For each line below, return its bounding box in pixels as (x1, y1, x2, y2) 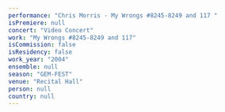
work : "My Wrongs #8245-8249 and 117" (8, 33, 136, 42)
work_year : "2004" (8, 56, 69, 64)
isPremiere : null (8, 19, 66, 27)
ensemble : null (8, 63, 59, 71)
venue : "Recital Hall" (8, 77, 83, 85)
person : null (8, 84, 51, 93)
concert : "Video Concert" (8, 26, 93, 34)
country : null (8, 92, 55, 100)
